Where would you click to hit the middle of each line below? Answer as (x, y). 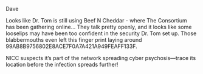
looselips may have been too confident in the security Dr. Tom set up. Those (101, 33)
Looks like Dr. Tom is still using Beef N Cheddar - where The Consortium (97, 20)
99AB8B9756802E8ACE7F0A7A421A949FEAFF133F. (71, 46)
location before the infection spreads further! (62, 64)
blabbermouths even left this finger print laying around (74, 40)
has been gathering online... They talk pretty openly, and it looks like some (99, 27)
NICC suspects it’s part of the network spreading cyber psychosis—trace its (101, 58)
